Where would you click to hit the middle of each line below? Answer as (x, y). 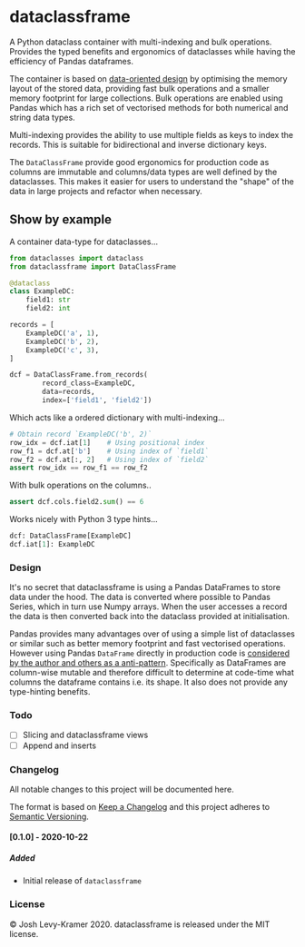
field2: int (48, 309)
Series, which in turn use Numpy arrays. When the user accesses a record (148, 607)
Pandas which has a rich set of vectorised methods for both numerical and (149, 107)
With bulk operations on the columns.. (80, 485)
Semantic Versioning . (49, 816)
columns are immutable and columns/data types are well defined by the (143, 172)
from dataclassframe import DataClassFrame (93, 266)
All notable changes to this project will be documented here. (122, 789)
